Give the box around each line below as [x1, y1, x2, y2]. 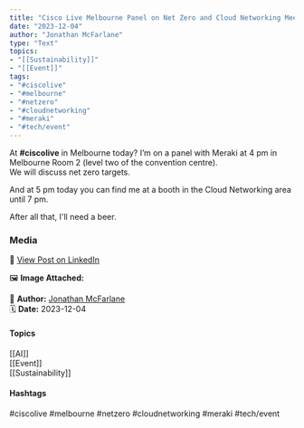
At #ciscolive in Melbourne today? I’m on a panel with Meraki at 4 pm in [9, 147, 278, 158]
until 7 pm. [9, 194, 49, 204]
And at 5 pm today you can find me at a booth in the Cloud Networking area [9, 185, 292, 195]
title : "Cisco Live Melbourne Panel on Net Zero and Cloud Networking [9, 13, 281, 23]
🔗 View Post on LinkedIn [9, 254, 100, 265]
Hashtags [9, 388, 47, 399]
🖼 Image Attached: [9, 272, 84, 283]
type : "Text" [9, 38, 59, 48]
